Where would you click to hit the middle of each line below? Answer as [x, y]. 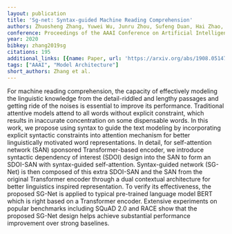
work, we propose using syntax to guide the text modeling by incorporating [114, 128]
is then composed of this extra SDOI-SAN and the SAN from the [112, 172]
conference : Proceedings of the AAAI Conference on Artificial [100, 33]
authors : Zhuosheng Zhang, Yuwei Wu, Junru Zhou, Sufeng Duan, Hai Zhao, [116, 26]
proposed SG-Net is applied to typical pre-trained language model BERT [110, 193]
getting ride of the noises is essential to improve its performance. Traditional [116, 106]
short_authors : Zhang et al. [49, 71]
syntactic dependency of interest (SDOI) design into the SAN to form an [109, 157]
